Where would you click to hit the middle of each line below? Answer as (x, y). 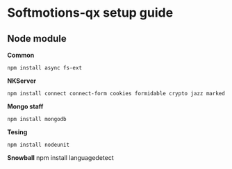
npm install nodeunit (39, 145)
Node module (37, 39)
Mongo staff (25, 106)
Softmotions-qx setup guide (90, 13)
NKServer (22, 81)
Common (21, 55)
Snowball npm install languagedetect (61, 158)
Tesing (17, 132)
